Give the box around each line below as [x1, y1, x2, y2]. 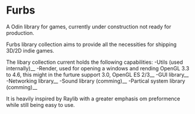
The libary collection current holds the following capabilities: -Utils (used [6, 58, 183, 66]
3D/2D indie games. [6, 47, 54, 54]
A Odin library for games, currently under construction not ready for [6, 23, 171, 30]
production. [6, 29, 34, 36]
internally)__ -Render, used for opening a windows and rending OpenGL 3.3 [6, 64, 190, 71]
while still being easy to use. [6, 101, 75, 108]
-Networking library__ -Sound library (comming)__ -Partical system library [6, 77, 186, 84]
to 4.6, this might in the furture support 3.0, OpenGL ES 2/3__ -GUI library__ [6, 71, 189, 78]
